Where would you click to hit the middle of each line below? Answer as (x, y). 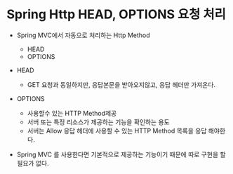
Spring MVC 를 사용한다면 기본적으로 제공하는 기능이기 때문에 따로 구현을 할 (121, 154)
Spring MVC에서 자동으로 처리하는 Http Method (83, 35)
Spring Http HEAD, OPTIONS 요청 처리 (116, 14)
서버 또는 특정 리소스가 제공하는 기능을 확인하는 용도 (98, 122)
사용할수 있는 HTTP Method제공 (72, 113)
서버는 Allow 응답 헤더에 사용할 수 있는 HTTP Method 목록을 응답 (117, 130)
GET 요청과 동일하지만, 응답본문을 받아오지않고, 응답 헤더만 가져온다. (121, 84)
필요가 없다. (33, 163)
